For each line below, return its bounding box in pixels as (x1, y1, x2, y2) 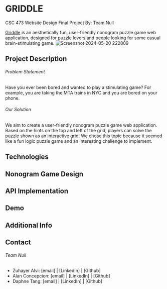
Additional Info (5, 221, 53, 229)
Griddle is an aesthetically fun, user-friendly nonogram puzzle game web (5, 29, 156, 35)
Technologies (5, 153, 49, 161)
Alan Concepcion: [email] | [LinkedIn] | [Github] (12, 273, 110, 279)
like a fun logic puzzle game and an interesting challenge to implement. (5, 138, 152, 144)
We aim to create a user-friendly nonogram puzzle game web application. (5, 122, 157, 128)
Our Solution (5, 107, 31, 113)
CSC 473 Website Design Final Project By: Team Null (5, 20, 114, 26)
